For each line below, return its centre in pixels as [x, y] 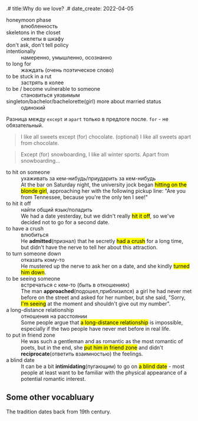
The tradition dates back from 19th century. [59, 412]
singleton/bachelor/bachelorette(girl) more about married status [84, 101]
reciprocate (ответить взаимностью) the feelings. [82, 354]
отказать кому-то [43, 260]
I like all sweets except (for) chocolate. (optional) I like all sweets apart [106, 137]
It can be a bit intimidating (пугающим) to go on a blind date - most [103, 366]
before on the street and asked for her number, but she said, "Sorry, [103, 297]
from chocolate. [40, 143]
